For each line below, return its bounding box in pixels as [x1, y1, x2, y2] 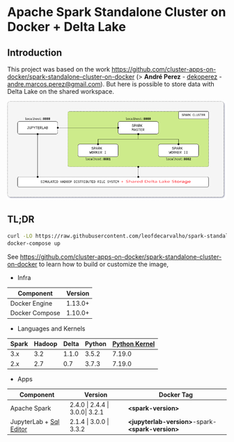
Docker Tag [159, 390, 194, 399]
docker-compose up [7, 240, 61, 247]
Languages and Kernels [17, 324, 86, 333]
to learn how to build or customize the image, [38, 260, 169, 269]
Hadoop [33, 340, 58, 348]
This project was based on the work [7, 65, 110, 73]
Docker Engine [10, 299, 53, 307]
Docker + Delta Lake [7, 19, 127, 35]
